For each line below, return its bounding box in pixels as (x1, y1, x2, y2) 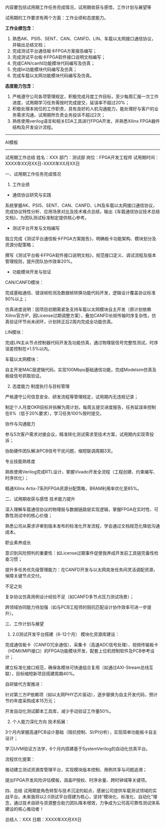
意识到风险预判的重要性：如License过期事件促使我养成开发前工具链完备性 (5, 550, 155, 556)
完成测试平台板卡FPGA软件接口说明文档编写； (12, 54, 106, 60)
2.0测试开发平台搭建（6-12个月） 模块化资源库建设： (12, 632, 120, 637)
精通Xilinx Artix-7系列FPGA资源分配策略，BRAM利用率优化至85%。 (5, 485, 142, 491)
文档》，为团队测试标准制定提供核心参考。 (5, 215, 89, 221)
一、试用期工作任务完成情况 (5, 171, 61, 177)
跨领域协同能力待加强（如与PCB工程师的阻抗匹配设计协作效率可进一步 (5, 604, 147, 610)
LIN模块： (5, 329, 26, 335)
